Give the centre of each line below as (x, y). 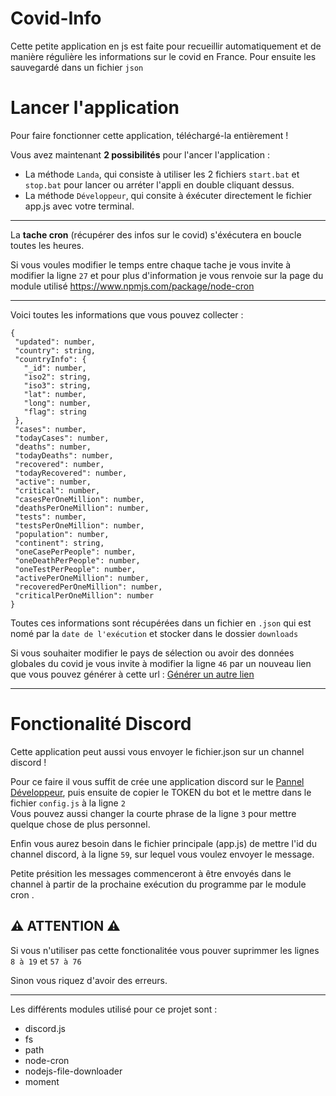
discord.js (45, 1028)
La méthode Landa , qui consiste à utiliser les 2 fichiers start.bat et (162, 174)
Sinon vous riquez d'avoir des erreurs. (89, 980)
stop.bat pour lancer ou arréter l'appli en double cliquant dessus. (159, 184)
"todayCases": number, (62, 438)
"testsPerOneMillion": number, (79, 525)
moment (42, 1081)
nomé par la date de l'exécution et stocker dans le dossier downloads (154, 633)
